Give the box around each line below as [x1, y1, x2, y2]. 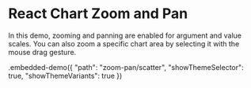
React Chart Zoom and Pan [8, 5, 188, 23]
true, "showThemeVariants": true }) [8, 71, 123, 80]
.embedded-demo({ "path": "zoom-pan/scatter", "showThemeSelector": [8, 62, 244, 71]
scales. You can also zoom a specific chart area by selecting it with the [8, 38, 240, 48]
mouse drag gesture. [8, 47, 77, 57]
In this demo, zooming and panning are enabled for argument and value [8, 31, 242, 40]
